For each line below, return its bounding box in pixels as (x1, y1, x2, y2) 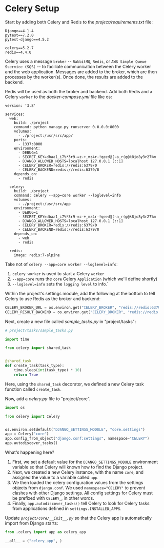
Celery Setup (5, 3, 60, 14)
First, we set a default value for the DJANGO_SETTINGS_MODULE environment (12, 459, 158, 465)
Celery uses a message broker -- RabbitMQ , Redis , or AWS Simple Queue (5, 58, 146, 64)
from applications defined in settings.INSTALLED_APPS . (12, 506, 122, 511)
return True (14, 372, 38, 377)
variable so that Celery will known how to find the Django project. (12, 464, 144, 470)
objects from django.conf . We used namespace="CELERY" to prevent (12, 485, 145, 491)
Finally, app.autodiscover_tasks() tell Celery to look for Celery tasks (12, 501, 150, 507)
